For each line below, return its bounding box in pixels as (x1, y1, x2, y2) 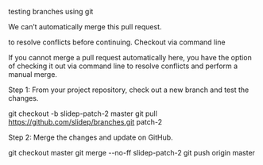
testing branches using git (8, 7, 94, 16)
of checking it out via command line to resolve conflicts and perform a (8, 61, 238, 71)
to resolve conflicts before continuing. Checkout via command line (8, 37, 226, 47)
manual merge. (8, 70, 58, 79)
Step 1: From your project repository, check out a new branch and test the (8, 85, 249, 94)
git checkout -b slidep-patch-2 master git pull (8, 109, 157, 118)
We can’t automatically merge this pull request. (8, 22, 162, 31)
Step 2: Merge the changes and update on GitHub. (8, 132, 173, 142)
